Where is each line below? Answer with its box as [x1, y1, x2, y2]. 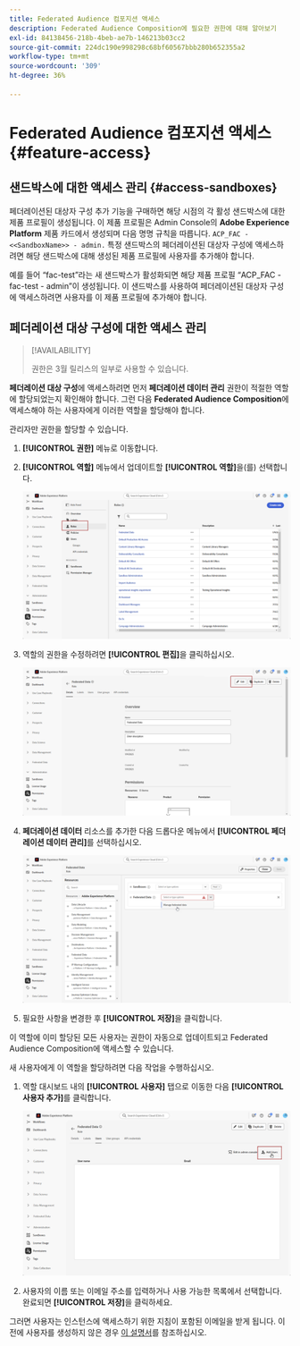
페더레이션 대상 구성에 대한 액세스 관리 [9, 320, 207, 335]
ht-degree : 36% [9, 72, 66, 80]
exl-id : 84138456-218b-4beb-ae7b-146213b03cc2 [9, 33, 186, 42]
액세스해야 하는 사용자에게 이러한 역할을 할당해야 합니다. [9, 404, 205, 415]
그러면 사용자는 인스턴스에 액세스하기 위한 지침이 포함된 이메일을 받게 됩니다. [9, 1316, 277, 1326]
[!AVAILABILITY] [30, 344, 91, 355]
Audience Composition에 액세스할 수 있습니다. [9, 1043, 174, 1054]
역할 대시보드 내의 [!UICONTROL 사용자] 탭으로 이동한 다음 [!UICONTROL [21, 1081, 284, 1092]
